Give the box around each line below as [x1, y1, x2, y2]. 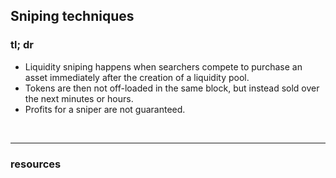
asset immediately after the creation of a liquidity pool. [24, 71, 250, 83]
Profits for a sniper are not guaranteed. [24, 103, 186, 115]
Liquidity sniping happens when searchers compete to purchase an [24, 60, 303, 73]
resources [10, 157, 62, 171]
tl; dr [10, 38, 34, 52]
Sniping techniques [10, 8, 135, 25]
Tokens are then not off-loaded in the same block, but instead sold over [24, 82, 320, 94]
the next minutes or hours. [24, 92, 134, 104]
